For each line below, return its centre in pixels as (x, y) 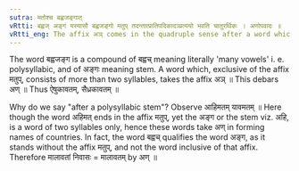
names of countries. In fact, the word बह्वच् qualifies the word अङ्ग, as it (137, 137)
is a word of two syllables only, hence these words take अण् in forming (137, 127)
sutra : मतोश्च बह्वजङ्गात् (46, 17)
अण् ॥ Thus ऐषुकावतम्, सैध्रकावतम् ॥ (64, 89)
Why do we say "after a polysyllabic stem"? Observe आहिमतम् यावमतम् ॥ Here (145, 107)
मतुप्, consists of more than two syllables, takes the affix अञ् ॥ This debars (144, 79)
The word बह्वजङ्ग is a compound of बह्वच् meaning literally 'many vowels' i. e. (147, 60)
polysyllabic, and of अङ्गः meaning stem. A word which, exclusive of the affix (149, 69)
